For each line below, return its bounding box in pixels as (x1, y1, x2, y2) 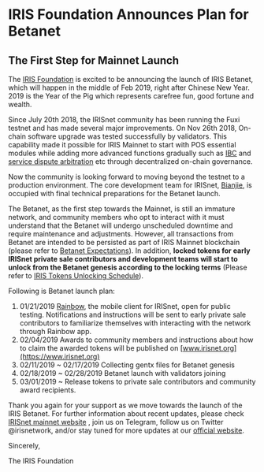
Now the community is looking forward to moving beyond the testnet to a (8, 172, 246, 181)
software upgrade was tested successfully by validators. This (27, 132, 227, 141)
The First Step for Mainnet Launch (8, 54, 180, 67)
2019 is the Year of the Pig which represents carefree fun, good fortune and (8, 91, 255, 100)
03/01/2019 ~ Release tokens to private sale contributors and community (19, 377, 256, 386)
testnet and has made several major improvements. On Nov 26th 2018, (8, 124, 237, 132)
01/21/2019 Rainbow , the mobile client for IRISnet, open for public (19, 302, 231, 310)
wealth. (8, 100, 32, 109)
